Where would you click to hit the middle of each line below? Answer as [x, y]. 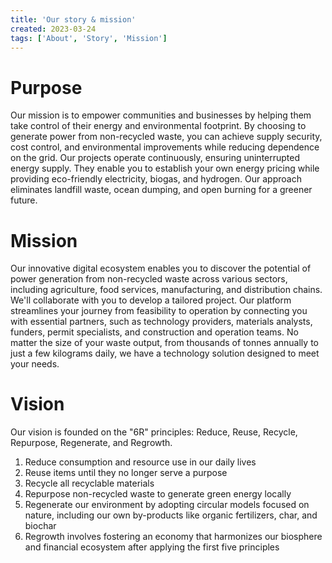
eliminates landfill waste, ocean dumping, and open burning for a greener [161, 190]
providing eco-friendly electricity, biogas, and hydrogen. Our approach [156, 179]
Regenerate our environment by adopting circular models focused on [167, 505]
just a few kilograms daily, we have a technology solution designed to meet [165, 353]
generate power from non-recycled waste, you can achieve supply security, [166, 137]
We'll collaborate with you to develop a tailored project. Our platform [151, 300]
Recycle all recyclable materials [89, 483]
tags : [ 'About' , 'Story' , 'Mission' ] [89, 38]
